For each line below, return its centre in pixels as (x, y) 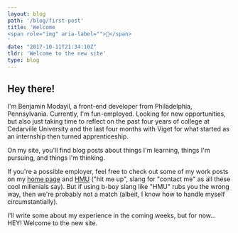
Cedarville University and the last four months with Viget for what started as (118, 129)
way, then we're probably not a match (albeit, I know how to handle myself (116, 194)
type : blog (23, 60)
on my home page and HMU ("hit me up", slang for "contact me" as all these (119, 179)
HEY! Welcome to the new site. (53, 223)
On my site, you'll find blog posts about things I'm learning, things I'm (109, 150)
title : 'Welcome (31, 27)
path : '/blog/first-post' (45, 21)
